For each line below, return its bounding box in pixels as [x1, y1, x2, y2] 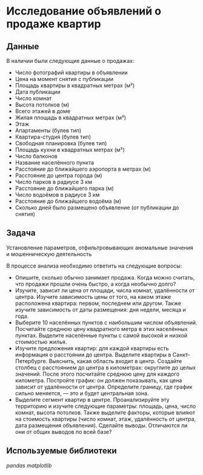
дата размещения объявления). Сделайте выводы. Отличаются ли [15, 422, 188, 429]
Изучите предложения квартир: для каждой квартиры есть [15, 344, 169, 352]
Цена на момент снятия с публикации [15, 76, 114, 82]
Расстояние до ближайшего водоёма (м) [15, 198, 122, 205]
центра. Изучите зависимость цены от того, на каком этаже [15, 293, 171, 300]
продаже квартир [6, 17, 101, 31]
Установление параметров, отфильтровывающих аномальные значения [6, 244, 194, 251]
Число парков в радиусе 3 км [15, 179, 93, 185]
